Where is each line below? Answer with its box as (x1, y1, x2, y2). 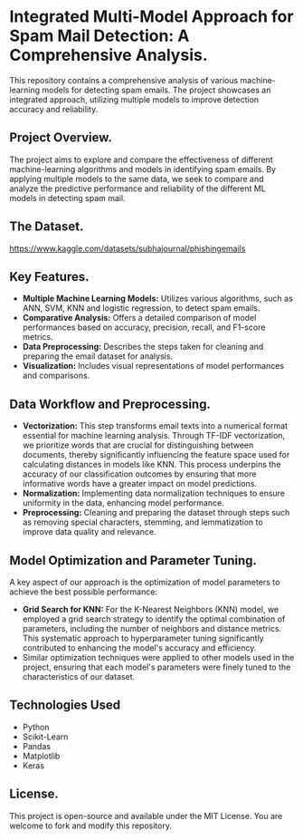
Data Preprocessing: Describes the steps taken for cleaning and (22, 342, 264, 352)
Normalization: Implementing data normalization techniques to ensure (22, 488, 286, 499)
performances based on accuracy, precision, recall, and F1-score (22, 322, 266, 333)
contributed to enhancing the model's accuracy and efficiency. (22, 642, 257, 653)
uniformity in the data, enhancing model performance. (22, 497, 224, 508)
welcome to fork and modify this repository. (9, 820, 172, 831)
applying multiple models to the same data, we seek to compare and (9, 173, 264, 184)
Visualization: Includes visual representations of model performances (22, 361, 285, 372)
